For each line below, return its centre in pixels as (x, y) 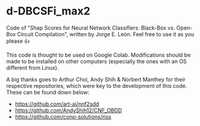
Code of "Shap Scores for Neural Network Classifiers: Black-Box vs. (91, 28)
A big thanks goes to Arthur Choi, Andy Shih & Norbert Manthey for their (96, 79)
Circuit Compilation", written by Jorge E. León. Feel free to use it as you (106, 34)
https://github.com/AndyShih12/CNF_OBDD (68, 110)
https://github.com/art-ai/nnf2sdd (57, 104)
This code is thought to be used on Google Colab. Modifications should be (98, 55)
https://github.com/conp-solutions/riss (63, 116)
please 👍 (18, 41)
